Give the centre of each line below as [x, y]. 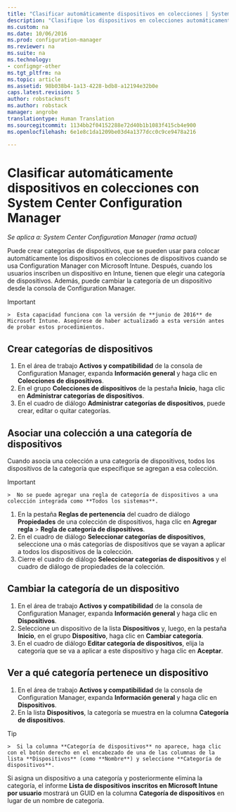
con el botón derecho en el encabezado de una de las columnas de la [111, 752]
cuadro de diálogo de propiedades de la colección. [91, 566]
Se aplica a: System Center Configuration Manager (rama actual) [102, 238]
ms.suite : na [26, 54]
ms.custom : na [28, 27]
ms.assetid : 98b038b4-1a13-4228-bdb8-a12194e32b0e [83, 86]
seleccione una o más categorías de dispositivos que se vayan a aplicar [121, 544]
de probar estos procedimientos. [56, 327]
